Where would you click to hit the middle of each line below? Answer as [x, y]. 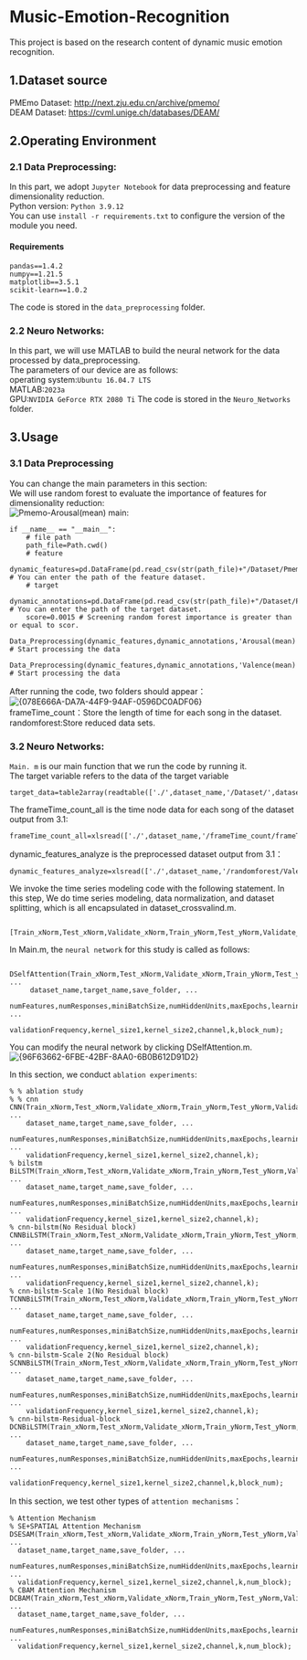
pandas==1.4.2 [37, 266]
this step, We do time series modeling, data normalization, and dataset [142, 898]
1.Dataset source [58, 81]
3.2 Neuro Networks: [57, 746]
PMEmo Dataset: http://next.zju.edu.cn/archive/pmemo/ [115, 102]
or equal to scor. [44, 625]
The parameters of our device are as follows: [94, 370]
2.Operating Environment [83, 141]
